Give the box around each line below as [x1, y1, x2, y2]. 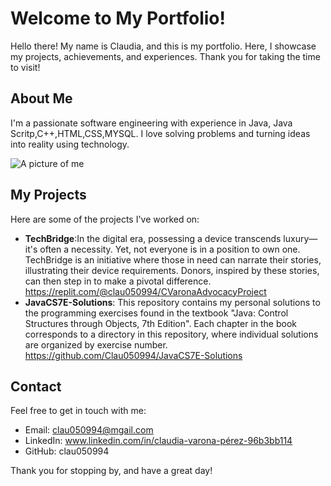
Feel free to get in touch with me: [10, 405, 147, 417]
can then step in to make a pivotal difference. [24, 275, 212, 287]
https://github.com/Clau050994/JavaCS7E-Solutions [24, 349, 243, 361]
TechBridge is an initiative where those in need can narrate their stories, [24, 253, 322, 266]
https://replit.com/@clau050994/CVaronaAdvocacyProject [24, 285, 267, 297]
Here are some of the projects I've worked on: [10, 213, 200, 225]
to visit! [10, 61, 41, 73]
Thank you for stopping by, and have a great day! [10, 465, 213, 477]
